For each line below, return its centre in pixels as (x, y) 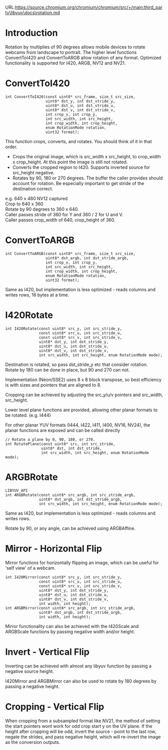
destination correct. (33, 189)
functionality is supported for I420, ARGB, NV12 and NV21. (66, 63)
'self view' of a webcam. (31, 568)
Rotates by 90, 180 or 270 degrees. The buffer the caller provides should (88, 178)
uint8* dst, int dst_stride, (71, 448)
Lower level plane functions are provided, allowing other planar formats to (81, 410)
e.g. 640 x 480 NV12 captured (36, 198)
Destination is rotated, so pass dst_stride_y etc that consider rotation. (76, 364)
